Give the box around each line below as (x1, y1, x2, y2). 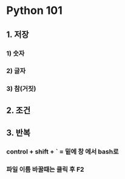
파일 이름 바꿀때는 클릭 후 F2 (6, 165, 84, 174)
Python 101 (6, 4, 62, 18)
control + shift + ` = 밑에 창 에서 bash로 (6, 147, 119, 156)
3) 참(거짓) (6, 84, 36, 93)
